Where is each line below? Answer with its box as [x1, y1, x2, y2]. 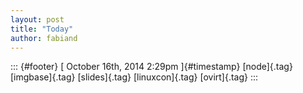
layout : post [10, 14, 65, 25]
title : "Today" [10, 24, 74, 34]
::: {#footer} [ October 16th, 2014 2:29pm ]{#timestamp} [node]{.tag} [10, 61, 293, 73]
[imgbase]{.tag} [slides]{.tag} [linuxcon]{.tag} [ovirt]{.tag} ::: [10, 71, 259, 83]
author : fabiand [10, 33, 78, 43]
